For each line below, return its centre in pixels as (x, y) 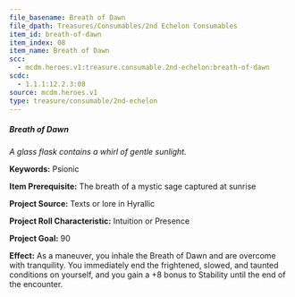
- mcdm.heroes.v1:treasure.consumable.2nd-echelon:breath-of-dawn (143, 68)
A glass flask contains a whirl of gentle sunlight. (98, 152)
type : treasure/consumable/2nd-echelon (84, 101)
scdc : (19, 76)
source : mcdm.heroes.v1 (54, 92)
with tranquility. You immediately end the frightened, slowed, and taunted (144, 266)
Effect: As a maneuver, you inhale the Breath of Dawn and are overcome (143, 256)
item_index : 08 (38, 42)
